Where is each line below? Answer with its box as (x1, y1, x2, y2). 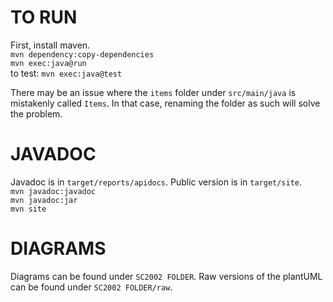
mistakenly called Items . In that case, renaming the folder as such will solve (10, 97, 321, 109)
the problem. (10, 107, 63, 120)
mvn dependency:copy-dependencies (10, 49, 155, 60)
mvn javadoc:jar (10, 195, 78, 205)
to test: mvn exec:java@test (10, 67, 123, 79)
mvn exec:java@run (10, 58, 87, 68)
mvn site (10, 204, 47, 214)
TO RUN (10, 6, 78, 29)
